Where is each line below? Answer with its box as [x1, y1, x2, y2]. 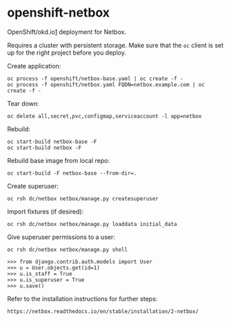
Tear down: [7, 99, 39, 108]
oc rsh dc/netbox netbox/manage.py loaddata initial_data [7, 220, 177, 227]
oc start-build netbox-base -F [7, 138, 97, 145]
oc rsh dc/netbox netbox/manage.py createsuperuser [7, 195, 159, 202]
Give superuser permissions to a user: [7, 233, 115, 241]
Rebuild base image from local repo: [7, 156, 110, 164]
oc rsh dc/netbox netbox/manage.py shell [7, 246, 128, 253]
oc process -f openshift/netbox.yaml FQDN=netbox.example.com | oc [7, 81, 205, 88]
